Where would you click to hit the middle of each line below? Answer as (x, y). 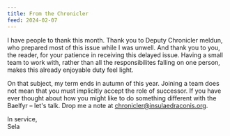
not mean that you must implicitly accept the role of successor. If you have (114, 91)
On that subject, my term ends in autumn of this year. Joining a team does (113, 83)
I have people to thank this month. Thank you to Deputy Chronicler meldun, (115, 40)
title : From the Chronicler (48, 14)
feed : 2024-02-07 (32, 20)
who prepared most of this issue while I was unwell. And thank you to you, (114, 47)
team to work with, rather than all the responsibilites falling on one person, (114, 62)
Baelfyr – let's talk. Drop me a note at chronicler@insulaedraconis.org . (108, 105)
